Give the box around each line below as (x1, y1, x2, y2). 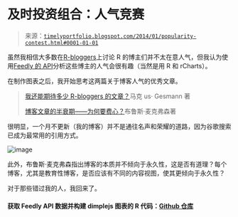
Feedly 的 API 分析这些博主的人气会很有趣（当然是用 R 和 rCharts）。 (13, 61, 212, 70)
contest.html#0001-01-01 (24, 39, 99, 46)
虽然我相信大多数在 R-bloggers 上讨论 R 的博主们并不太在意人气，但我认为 (7, 53, 222, 61)
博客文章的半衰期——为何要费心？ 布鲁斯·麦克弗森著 (24, 107, 176, 115)
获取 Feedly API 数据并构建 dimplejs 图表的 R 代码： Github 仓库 (7, 201, 194, 210)
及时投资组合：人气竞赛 (7, 6, 145, 23)
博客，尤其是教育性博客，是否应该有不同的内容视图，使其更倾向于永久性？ (7, 169, 225, 177)
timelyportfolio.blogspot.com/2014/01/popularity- (43, 33, 197, 40)
